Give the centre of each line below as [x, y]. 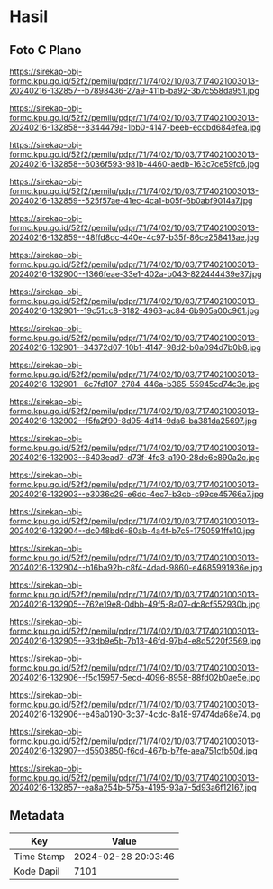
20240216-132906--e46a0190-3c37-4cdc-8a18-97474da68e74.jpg [135, 714]
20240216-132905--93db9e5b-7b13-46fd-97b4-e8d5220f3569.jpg [135, 641]
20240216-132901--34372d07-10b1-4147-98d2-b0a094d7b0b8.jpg [135, 347]
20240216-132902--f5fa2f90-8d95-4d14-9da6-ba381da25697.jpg [133, 421]
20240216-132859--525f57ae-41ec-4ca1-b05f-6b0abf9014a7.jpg [131, 201]
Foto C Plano [45, 50]
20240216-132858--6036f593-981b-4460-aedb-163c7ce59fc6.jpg [134, 164]
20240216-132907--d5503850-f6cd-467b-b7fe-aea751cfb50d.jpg [133, 750]
